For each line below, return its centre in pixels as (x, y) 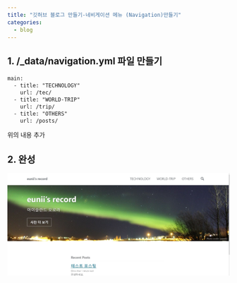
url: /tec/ (36, 93)
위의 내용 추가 (26, 135)
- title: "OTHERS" (41, 114)
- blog (23, 30)
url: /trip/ (37, 107)
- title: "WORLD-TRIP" (47, 100)
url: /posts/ (39, 121)
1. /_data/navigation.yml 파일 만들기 (85, 61)
